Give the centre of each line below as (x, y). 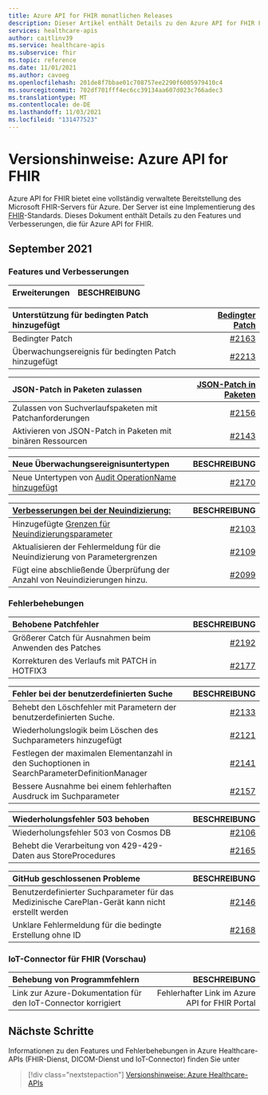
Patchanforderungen (51, 418)
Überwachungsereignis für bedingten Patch (95, 351)
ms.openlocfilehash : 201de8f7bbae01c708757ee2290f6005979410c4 (116, 82)
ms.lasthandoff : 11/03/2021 (55, 113)
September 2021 (50, 249)
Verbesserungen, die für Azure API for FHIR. (81, 224)
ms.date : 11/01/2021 (43, 68)
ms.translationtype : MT (48, 98)
